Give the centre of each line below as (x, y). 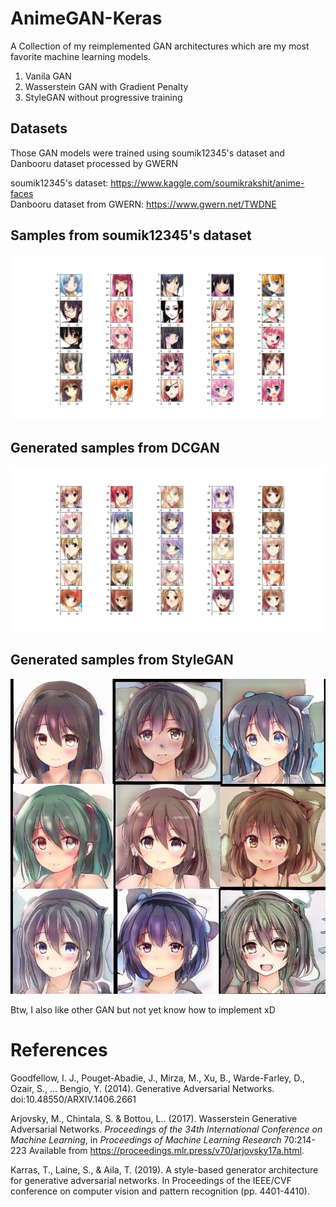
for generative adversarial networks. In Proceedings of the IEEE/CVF (151, 1180)
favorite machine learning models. (80, 56)
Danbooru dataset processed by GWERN (94, 163)
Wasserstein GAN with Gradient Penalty (106, 86)
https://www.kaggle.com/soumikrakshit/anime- (207, 183)
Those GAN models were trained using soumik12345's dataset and (147, 153)
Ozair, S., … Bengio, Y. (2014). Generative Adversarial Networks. (142, 1088)
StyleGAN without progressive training (103, 97)
